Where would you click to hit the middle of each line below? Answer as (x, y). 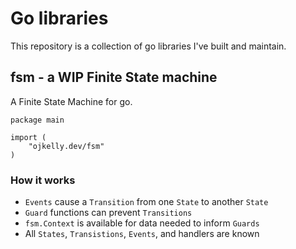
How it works (43, 180)
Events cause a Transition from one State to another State (146, 202)
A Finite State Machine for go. (71, 101)
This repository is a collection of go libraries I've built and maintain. (148, 46)
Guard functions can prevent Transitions (108, 213)
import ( (28, 137)
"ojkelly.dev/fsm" (66, 146)
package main (37, 120)
